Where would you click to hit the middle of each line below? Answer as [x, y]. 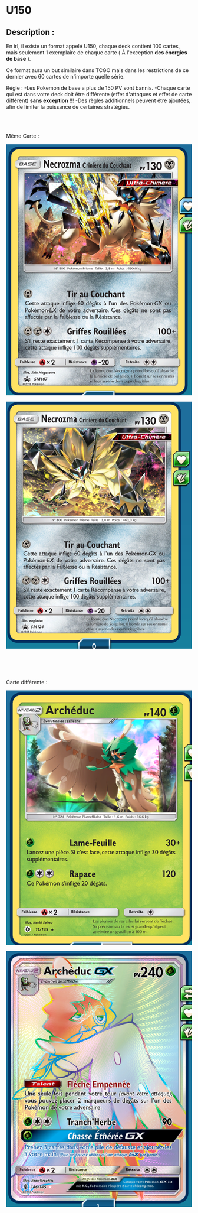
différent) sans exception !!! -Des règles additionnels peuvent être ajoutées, [98, 100]
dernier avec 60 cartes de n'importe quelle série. [65, 77]
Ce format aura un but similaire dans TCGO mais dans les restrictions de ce [98, 70]
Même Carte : [23, 136]
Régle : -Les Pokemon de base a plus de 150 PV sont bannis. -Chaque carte [98, 88]
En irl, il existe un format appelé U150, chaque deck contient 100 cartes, [93, 46]
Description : [30, 32]
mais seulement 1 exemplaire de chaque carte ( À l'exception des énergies [97, 53]
